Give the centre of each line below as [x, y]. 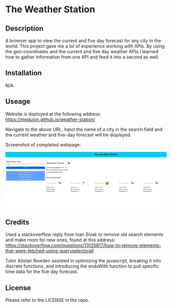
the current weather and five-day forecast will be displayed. [68, 135]
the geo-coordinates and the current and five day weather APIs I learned [82, 52]
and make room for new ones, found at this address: [60, 240]
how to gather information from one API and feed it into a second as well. [82, 57]
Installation [24, 73]
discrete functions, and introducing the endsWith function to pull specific [82, 266]
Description [24, 28]
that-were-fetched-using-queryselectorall [49, 251]
